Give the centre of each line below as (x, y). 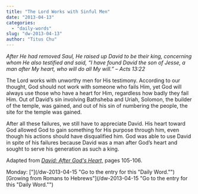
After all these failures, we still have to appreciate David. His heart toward (96, 123)
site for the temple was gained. (44, 112)
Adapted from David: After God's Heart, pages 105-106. (74, 160)
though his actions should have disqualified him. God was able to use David (99, 136)
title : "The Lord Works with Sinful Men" (58, 12)
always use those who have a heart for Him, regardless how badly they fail (98, 93)
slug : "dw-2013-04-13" (34, 34)
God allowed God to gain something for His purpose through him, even (93, 130)
